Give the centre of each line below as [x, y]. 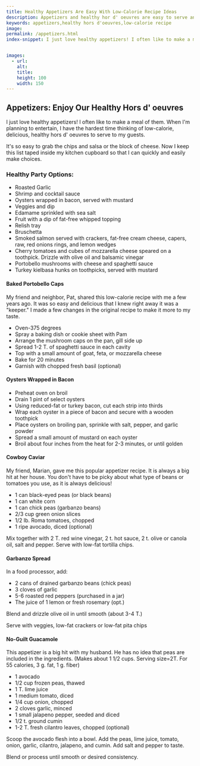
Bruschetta [28, 232]
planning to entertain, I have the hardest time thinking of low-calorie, [90, 129]
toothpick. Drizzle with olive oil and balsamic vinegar [79, 257]
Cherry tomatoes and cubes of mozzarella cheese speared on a [93, 251]
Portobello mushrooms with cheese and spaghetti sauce [84, 264]
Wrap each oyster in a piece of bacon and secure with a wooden [94, 412]
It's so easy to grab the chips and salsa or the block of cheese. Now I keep [98, 147]
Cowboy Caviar [26, 457]
